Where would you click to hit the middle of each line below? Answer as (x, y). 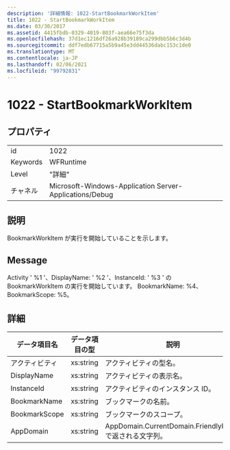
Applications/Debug (81, 194)
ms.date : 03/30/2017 (37, 26)
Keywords (27, 162)
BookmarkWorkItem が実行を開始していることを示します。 (90, 238)
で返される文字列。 (136, 436)
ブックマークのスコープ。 (146, 414)
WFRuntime (68, 162)
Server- (169, 186)
